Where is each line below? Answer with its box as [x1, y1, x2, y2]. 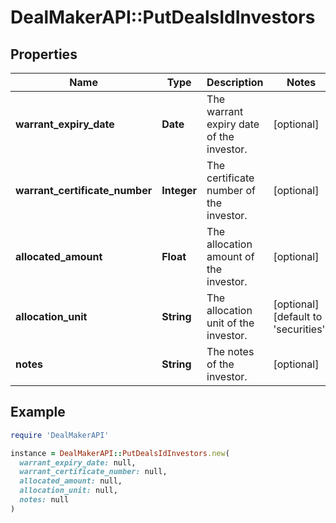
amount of [206, 250, 255, 263]
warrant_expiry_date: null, [19, 457, 137, 468]
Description [206, 76, 264, 89]
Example [10, 404, 66, 421]
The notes [206, 345, 255, 358]
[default [273, 310, 311, 323]
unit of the [206, 316, 255, 330]
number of [206, 184, 256, 197]
